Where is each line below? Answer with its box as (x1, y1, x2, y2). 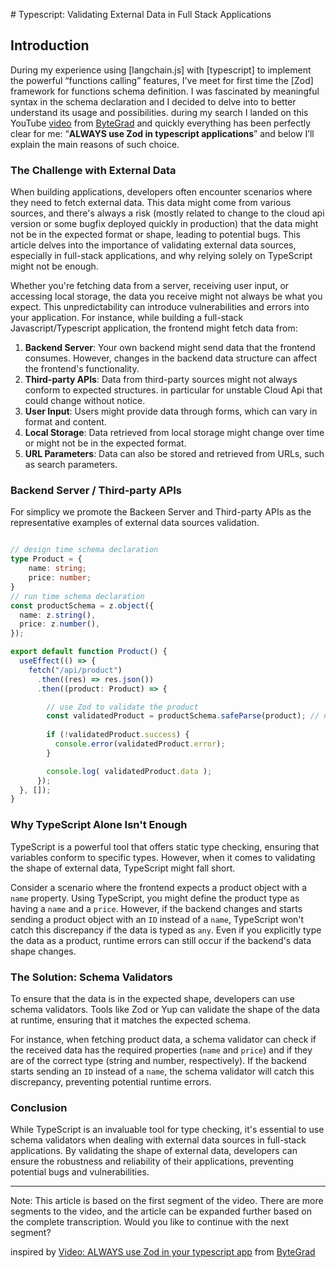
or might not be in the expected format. (24, 437, 187, 449)
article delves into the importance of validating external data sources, (10, 239, 297, 251)
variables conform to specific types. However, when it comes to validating (10, 851, 316, 863)
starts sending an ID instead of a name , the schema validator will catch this (10, 1065, 315, 1077)
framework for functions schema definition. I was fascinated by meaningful (10, 85, 320, 97)
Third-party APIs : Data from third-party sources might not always (24, 374, 298, 386)
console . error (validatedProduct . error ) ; (54, 739, 226, 749)
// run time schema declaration (10, 591, 145, 601)
